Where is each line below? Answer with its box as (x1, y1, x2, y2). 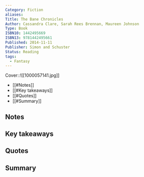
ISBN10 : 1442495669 (5, 31, 46, 36)
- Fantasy (9, 59, 30, 64)
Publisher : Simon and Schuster (5, 45, 70, 50)
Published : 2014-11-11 (5, 40, 52, 45)
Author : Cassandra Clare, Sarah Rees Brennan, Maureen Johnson (5, 21, 140, 27)
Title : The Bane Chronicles (5, 17, 64, 22)
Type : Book (5, 26, 28, 31)
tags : (5, 54, 16, 59)
